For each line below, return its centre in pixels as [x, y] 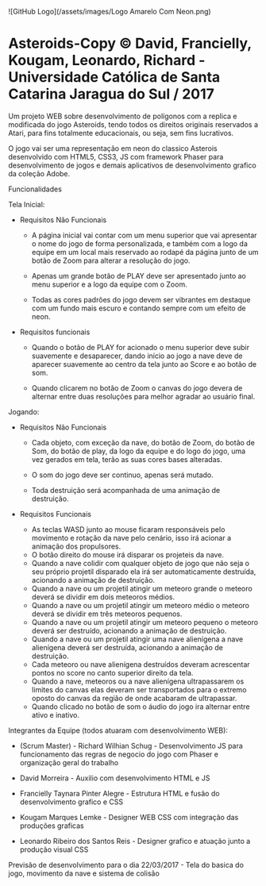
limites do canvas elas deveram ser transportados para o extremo [139, 689]
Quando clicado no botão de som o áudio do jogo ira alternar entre [141, 707]
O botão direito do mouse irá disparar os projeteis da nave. [128, 554]
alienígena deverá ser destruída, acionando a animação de [127, 647]
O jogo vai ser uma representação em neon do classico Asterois [113, 148]
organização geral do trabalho [69, 762]
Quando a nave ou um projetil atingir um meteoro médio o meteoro [141, 605]
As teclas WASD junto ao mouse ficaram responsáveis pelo [128, 529]
